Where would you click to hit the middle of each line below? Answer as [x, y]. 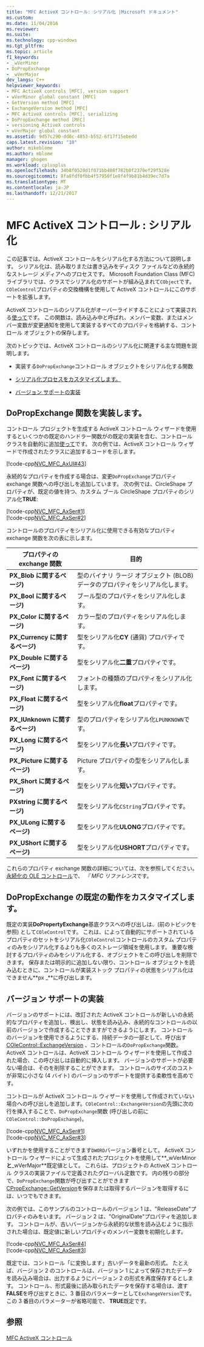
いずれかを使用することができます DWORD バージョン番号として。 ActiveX [95, 1150]
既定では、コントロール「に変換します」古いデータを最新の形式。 [89, 1263]
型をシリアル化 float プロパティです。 [129, 703]
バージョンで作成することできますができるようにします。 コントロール [105, 1030]
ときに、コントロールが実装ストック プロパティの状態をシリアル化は [108, 970]
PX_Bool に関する [35, 596]
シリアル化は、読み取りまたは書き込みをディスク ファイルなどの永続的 [106, 266]
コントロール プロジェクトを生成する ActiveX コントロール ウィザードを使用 [101, 429]
